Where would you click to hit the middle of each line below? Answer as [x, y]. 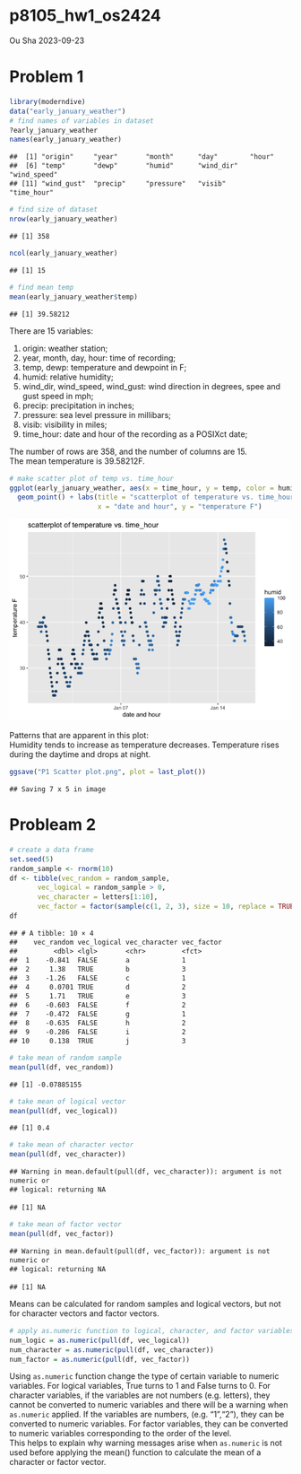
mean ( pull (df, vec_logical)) [64, 1111]
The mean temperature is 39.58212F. [77, 461]
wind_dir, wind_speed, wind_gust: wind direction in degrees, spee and [151, 386]
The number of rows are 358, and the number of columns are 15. [129, 451]
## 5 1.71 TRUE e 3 [98, 996]
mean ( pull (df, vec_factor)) [62, 1234]
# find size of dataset [54, 210]
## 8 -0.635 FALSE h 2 [98, 1023]
